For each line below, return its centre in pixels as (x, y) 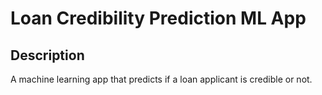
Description (47, 55)
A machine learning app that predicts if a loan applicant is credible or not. (161, 79)
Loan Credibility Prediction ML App (158, 18)
